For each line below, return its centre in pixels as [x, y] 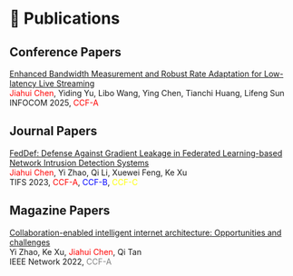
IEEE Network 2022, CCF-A [60, 261]
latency [23, 84]
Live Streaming [67, 84]
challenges [30, 242]
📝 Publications [65, 19]
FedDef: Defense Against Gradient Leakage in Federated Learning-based [146, 153]
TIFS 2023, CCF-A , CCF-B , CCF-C [74, 182]
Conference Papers [65, 52]
